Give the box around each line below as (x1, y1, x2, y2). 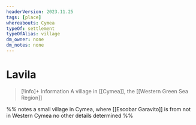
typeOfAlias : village (6, 31, 61, 37)
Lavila (6, 68, 37, 81)
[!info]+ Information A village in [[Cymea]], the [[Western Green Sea (20, 87, 189, 94)
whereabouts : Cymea (6, 20, 55, 26)
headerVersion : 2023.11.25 (6, 8, 74, 15)
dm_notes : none (6, 42, 44, 48)
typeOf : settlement (6, 25, 55, 32)
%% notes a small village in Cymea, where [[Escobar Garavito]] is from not (6, 105, 191, 112)
